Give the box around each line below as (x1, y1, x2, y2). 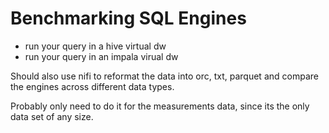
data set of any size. (10, 110, 94, 122)
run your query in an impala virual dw (24, 50, 179, 62)
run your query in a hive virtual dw (24, 40, 167, 52)
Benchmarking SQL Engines (10, 7, 247, 30)
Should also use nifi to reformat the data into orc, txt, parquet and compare (10, 70, 319, 82)
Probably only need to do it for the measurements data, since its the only (10, 100, 310, 112)
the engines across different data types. (10, 80, 175, 92)
